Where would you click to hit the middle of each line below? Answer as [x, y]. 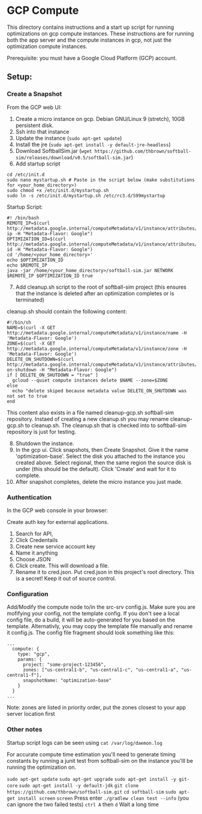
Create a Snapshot [34, 94]
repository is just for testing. [42, 431]
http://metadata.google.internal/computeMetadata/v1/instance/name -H [97, 333]
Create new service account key [55, 546]
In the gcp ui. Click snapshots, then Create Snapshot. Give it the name [102, 449]
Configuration [28, 594]
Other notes [25, 730]
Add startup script [38, 164]
